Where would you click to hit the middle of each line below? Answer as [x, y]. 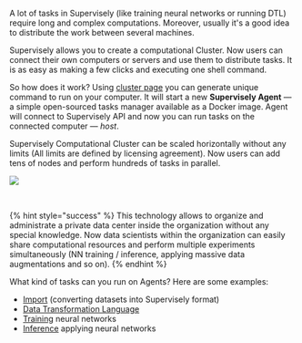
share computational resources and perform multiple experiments [132, 244]
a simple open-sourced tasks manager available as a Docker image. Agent [149, 107]
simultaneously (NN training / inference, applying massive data [127, 254]
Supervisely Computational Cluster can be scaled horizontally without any [148, 144]
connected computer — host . [65, 126]
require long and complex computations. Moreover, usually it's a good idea [150, 23]
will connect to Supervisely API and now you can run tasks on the [132, 116]
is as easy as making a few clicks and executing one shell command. [138, 69]
